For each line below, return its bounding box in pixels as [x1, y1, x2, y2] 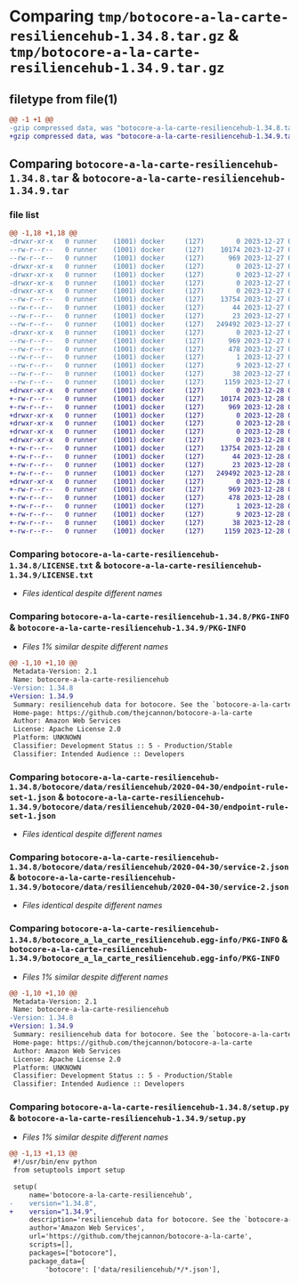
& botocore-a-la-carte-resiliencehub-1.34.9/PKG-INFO [9, 621, 246, 633]
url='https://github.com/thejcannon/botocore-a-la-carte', [28, 1232, 253, 1241]
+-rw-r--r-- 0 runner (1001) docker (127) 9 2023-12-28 [9, 510, 285, 520]
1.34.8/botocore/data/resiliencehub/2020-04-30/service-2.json [9, 862, 289, 872]
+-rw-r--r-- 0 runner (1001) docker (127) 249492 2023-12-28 [9, 469, 285, 478]
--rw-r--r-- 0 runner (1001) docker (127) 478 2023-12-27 [9, 344, 285, 353]
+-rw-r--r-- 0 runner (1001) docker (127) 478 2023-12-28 [9, 494, 285, 503]
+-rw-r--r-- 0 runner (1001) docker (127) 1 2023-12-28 [9, 502, 285, 511]
